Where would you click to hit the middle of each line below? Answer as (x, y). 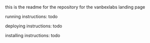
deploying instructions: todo (34, 26)
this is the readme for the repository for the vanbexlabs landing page (75, 7)
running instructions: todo (31, 16)
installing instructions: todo (33, 35)
